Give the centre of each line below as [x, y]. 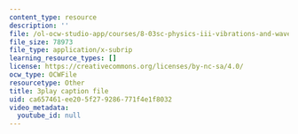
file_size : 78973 [41, 42]
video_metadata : [39, 108]
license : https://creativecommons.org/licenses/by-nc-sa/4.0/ [126, 67]
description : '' [39, 26]
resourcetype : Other [47, 83]
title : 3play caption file [59, 91]
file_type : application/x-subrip [71, 50]
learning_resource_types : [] [63, 58]
